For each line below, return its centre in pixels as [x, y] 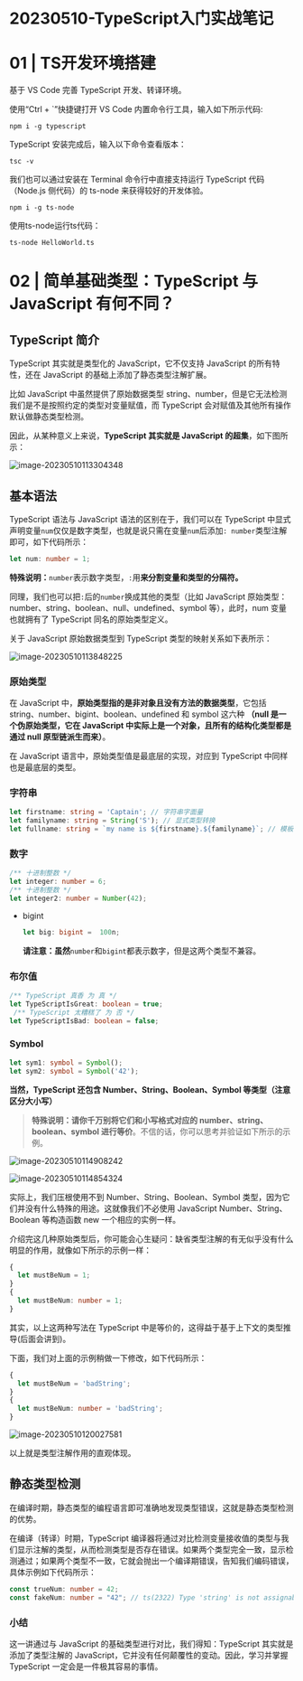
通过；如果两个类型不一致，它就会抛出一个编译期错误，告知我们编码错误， [155, 1561]
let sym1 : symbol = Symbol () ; [66, 1063]
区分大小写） [33, 1101]
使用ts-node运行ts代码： [55, 226]
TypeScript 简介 [55, 340]
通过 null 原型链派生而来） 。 [60, 737]
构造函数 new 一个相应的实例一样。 [115, 1219]
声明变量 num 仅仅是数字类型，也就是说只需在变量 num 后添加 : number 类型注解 [148, 531]
